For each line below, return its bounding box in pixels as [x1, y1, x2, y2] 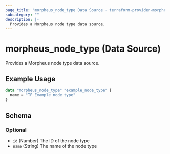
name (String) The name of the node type [12, 143, 97, 149]
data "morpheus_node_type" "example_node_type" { [5, 88, 112, 93]
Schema [5, 112, 32, 120]
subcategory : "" [5, 12, 39, 17]
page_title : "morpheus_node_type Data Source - [5, 7, 108, 13]
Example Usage [5, 74, 56, 83]
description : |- [5, 17, 39, 22]
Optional [5, 126, 27, 133]
